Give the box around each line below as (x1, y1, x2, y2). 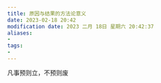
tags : (7, 42, 23, 49)
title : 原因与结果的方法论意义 (7, 10, 86, 17)
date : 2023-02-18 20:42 (7, 17, 77, 24)
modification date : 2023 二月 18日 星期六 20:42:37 (7, 23, 155, 30)
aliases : (7, 29, 33, 37)
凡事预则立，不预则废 (7, 68, 68, 77)
